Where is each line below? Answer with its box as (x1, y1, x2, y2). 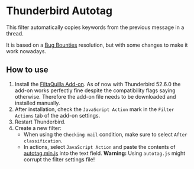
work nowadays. (6, 47, 46, 54)
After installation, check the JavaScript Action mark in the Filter (14, 105, 174, 113)
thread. (6, 30, 24, 37)
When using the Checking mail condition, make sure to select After (23, 131, 187, 138)
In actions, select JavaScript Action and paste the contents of (23, 143, 176, 150)
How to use (6, 65, 48, 75)
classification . (23, 137, 63, 144)
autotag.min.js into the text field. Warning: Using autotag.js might (23, 149, 186, 157)
